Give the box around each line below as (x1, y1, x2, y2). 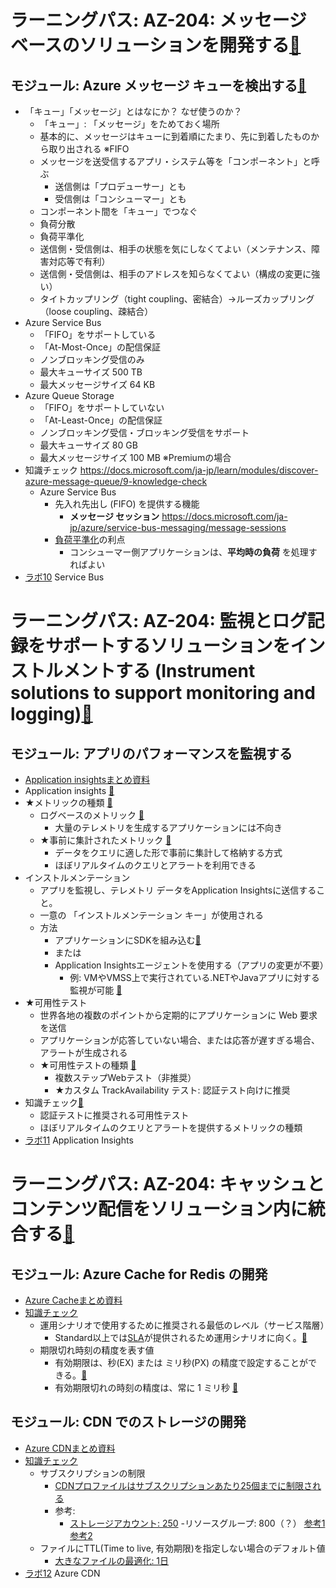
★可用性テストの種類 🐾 (39, 1059, 137, 1071)
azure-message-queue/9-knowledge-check (24, 476, 208, 487)
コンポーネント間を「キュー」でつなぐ (39, 206, 198, 217)
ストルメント (10, 660, 117, 683)
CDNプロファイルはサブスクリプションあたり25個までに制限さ (54, 1479, 313, 1491)
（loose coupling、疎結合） (39, 306, 154, 317)
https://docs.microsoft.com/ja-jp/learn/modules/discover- (79, 464, 319, 476)
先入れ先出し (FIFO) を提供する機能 (54, 498, 200, 510)
